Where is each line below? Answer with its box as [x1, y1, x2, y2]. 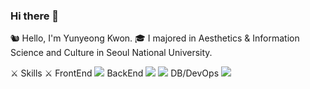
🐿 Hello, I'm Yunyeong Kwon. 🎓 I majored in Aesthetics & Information [10, 32, 300, 44]
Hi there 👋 [10, 9, 60, 23]
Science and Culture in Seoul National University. [10, 47, 213, 59]
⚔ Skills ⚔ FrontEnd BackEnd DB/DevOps [10, 67, 220, 79]
